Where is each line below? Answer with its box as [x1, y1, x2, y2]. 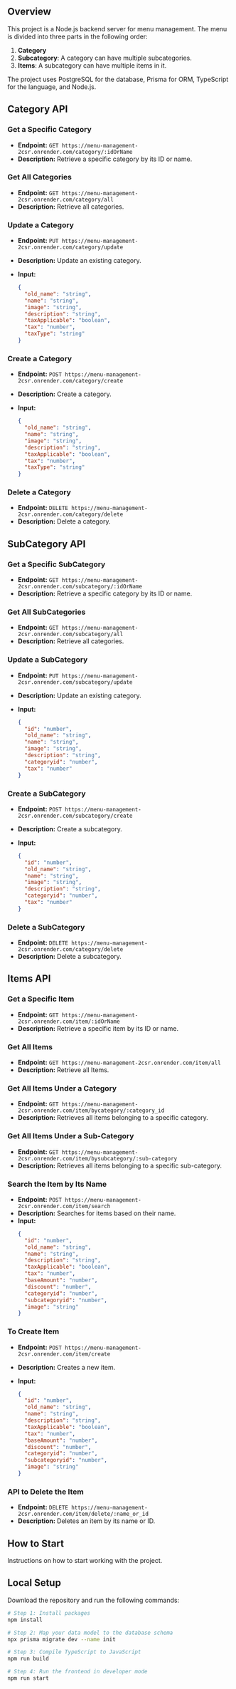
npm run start [7, 1675, 50, 1682]
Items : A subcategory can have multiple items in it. [17, 61, 167, 70]
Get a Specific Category [7, 125, 92, 135]
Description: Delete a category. [17, 517, 112, 526]
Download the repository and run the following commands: [7, 1596, 180, 1604]
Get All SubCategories [7, 607, 86, 617]
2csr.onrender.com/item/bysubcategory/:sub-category [17, 1155, 178, 1162]
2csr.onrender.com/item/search [17, 1202, 111, 1210]
